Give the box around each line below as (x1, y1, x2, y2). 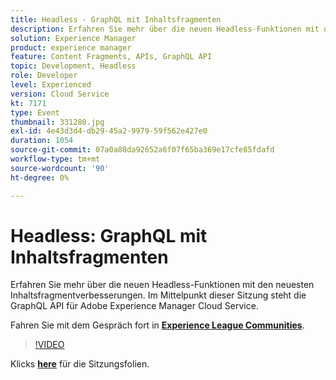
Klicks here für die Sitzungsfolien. (10, 358, 150, 370)
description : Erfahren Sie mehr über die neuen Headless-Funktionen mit (10, 24, 320, 34)
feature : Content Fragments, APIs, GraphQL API (10, 52, 213, 62)
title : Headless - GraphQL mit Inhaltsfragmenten (10, 14, 222, 25)
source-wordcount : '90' (10, 163, 110, 173)
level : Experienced (10, 80, 92, 90)
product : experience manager (10, 42, 132, 53)
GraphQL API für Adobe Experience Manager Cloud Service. (10, 300, 259, 312)
